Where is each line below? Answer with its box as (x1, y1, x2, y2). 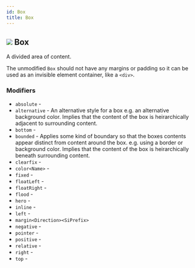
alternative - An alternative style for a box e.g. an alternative (15, 107, 169, 114)
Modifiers (6, 86, 36, 95)
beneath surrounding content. (15, 152, 90, 159)
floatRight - (15, 184, 47, 191)
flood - (15, 190, 33, 198)
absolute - (15, 100, 41, 107)
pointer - (15, 229, 39, 236)
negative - (15, 223, 41, 230)
